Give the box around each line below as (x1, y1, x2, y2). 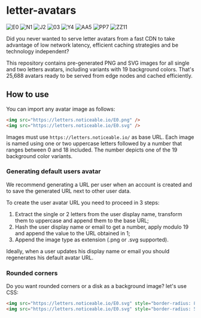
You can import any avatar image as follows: (6, 105, 115, 113)
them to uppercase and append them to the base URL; (14, 217, 150, 224)
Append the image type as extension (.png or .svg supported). (14, 236, 169, 243)
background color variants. (6, 152, 73, 159)
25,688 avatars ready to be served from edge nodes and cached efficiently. (6, 72, 193, 79)
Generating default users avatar (6, 167, 101, 175)
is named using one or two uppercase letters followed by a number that (6, 140, 182, 147)
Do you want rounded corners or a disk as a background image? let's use (6, 283, 187, 290)
